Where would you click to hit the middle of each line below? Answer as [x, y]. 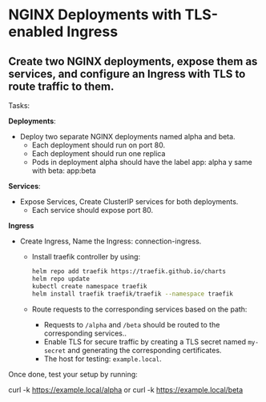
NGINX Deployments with [95, 15]
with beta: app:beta [64, 171]
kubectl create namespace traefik [89, 286]
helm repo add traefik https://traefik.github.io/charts [129, 271]
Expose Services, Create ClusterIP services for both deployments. [129, 201]
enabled [36, 32]
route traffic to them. [61, 86]
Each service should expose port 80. [93, 210]
